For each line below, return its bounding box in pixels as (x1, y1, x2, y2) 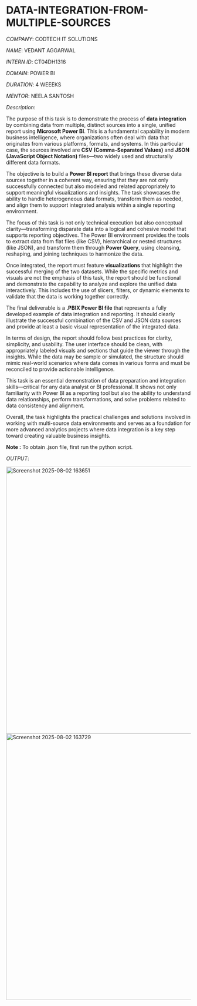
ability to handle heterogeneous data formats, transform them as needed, (6, 195, 184, 202)
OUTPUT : (6, 455, 29, 462)
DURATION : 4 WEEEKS (6, 81, 62, 88)
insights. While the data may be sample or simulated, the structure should (6, 353, 184, 360)
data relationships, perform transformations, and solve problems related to (6, 395, 186, 403)
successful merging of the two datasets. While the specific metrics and (6, 268, 178, 275)
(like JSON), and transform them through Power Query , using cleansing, (6, 244, 181, 251)
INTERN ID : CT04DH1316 (6, 58, 66, 65)
